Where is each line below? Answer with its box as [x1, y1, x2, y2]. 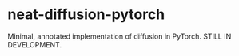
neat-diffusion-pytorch [7, 6, 165, 24]
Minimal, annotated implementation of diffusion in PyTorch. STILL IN [7, 32, 232, 41]
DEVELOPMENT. [7, 39, 62, 49]
